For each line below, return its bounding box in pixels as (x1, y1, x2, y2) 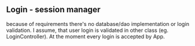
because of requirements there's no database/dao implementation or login (6, 20, 190, 27)
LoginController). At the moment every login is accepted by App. (6, 32, 165, 40)
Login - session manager (6, 5, 100, 15)
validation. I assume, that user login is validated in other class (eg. (6, 27, 169, 34)
